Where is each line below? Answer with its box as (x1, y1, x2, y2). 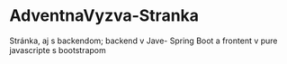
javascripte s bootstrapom (9, 44, 106, 55)
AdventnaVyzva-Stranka (9, 5, 200, 26)
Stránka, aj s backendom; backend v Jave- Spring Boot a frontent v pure (9, 35, 278, 46)
